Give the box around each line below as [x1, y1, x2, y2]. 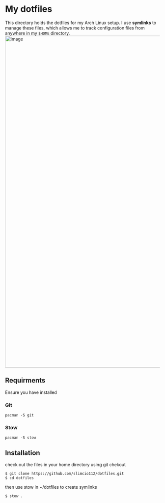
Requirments [5, 376, 46, 385]
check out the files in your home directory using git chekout [5, 462, 126, 468]
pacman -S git [5, 413, 34, 418]
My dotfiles [5, 3, 53, 15]
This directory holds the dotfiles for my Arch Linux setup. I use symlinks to [5, 20, 157, 26]
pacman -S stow [5, 435, 36, 441]
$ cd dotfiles [5, 475, 34, 480]
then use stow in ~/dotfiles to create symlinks [5, 484, 97, 490]
